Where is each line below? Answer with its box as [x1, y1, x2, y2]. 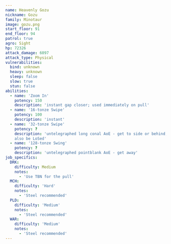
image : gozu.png [5, 21, 40, 27]
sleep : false [10, 74, 38, 79]
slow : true [10, 79, 33, 84]
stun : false [10, 83, 36, 88]
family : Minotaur [5, 17, 42, 22]
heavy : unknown [10, 70, 42, 75]
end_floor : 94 [5, 31, 36, 36]
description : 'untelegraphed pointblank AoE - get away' [14, 150, 138, 156]
